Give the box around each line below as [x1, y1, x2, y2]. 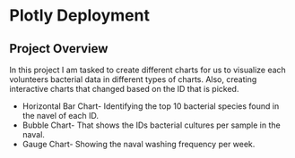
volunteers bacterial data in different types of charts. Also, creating [9, 74, 257, 85]
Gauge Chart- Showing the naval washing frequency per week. [22, 139, 256, 149]
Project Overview [9, 41, 108, 56]
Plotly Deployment [9, 5, 151, 26]
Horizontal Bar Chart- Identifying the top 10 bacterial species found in [22, 101, 280, 112]
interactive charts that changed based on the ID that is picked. [9, 84, 239, 94]
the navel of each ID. [22, 111, 99, 121]
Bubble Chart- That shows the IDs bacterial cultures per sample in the [22, 120, 281, 130]
